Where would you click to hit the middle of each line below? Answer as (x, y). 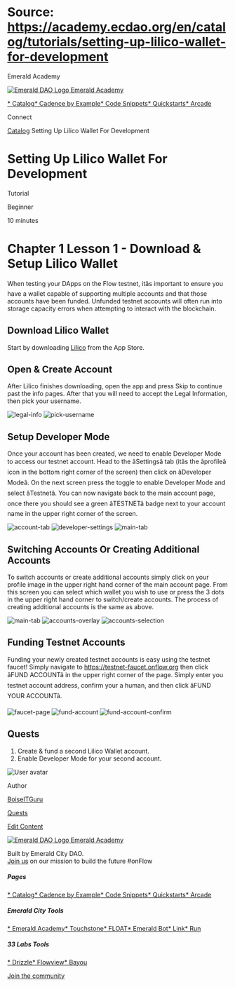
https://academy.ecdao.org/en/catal (117, 27)
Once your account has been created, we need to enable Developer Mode (114, 454)
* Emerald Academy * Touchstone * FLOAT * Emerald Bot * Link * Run (104, 928)
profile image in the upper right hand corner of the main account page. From (117, 585)
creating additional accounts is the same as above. (81, 607)
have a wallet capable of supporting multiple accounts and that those (107, 293)
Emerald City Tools (36, 911)
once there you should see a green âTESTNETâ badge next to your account (116, 504)
